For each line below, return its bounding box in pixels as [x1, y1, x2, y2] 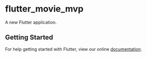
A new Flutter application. [5, 19, 57, 25]
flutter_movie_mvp [5, 3, 84, 14]
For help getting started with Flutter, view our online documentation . [5, 46, 142, 52]
